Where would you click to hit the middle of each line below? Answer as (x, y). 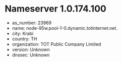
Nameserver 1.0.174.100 (55, 9)
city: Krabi (23, 33)
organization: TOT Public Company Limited (56, 44)
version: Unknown (31, 49)
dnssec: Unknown (31, 55)
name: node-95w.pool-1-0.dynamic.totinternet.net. (65, 28)
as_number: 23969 (32, 23)
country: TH (24, 39)
